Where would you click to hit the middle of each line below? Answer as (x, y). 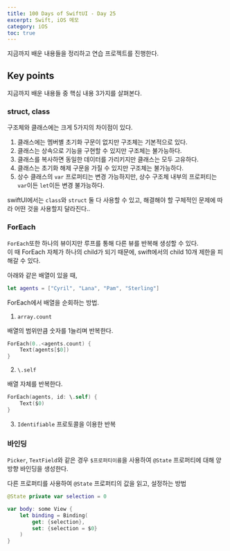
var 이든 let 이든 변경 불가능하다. (61, 186)
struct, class (29, 111)
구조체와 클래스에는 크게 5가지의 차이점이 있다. (70, 127)
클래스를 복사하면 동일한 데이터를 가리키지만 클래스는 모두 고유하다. (108, 159)
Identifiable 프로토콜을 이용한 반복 (67, 424)
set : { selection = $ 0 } (65, 528)
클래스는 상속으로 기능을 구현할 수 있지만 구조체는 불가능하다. (99, 151)
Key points (31, 76)
